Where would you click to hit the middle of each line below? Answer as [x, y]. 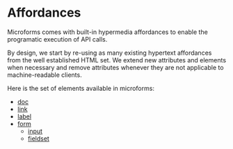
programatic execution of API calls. [57, 39]
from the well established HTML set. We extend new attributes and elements [117, 60]
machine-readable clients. [45, 75]
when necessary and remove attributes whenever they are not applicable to [115, 67]
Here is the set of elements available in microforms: [81, 88]
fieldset [39, 138]
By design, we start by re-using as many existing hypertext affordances [110, 53]
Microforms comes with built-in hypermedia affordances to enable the [108, 32]
